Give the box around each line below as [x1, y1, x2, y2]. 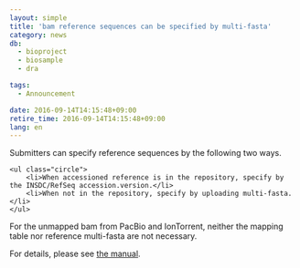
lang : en [9, 122, 43, 132]
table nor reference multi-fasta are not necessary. [9, 231, 198, 242]
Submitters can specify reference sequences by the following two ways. [9, 148, 282, 159]
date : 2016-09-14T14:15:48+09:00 [9, 106, 137, 115]
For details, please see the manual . [9, 248, 141, 260]
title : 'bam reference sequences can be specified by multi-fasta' [9, 22, 273, 31]
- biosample [17, 56, 64, 65]
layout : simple [9, 13, 68, 23]
